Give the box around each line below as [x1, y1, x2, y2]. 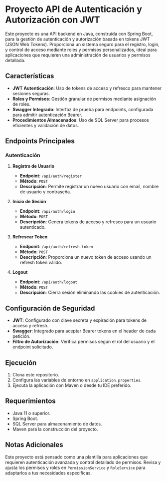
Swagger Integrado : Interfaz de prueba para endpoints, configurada [12, 106, 154, 112]
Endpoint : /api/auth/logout [19, 279, 78, 285]
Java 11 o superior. [12, 410, 51, 416]
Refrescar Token [12, 234, 48, 240]
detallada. [5, 57, 26, 63]
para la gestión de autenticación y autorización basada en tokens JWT [5, 36, 150, 42]
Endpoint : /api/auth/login [19, 208, 76, 214]
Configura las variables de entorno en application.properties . [12, 377, 142, 383]
